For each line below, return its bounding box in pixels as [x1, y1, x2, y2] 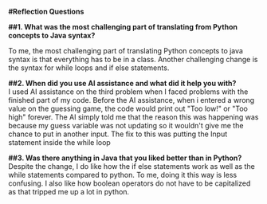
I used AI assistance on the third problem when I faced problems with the [8, 87, 249, 96]
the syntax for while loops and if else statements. [8, 63, 170, 73]
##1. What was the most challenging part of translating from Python [8, 22, 238, 31]
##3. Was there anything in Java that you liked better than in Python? [8, 153, 242, 163]
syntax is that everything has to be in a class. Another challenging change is [8, 55, 258, 64]
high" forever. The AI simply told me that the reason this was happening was [8, 112, 259, 122]
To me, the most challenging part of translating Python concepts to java [8, 46, 243, 55]
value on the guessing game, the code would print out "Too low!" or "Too [8, 104, 249, 113]
